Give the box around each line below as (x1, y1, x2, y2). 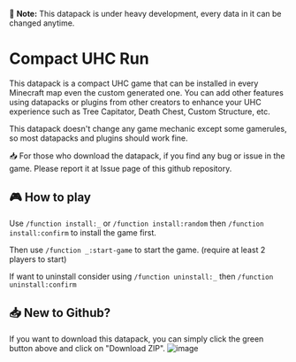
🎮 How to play (9, 190, 91, 205)
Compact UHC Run (9, 49, 149, 69)
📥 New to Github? (9, 305, 111, 320)
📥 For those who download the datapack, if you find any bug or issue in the (9, 150, 285, 161)
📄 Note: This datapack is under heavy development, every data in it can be (9, 9, 282, 19)
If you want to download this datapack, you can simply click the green (9, 333, 264, 344)
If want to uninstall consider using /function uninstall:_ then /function (9, 271, 274, 281)
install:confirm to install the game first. (9, 227, 156, 238)
